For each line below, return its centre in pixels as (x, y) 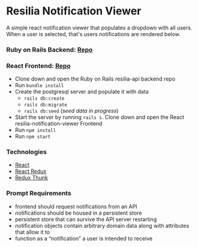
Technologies (26, 152)
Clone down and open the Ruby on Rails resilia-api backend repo (95, 79)
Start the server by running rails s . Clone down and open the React (99, 117)
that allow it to (32, 232)
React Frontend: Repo (38, 66)
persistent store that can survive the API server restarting (86, 219)
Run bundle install (39, 85)
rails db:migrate (46, 105)
